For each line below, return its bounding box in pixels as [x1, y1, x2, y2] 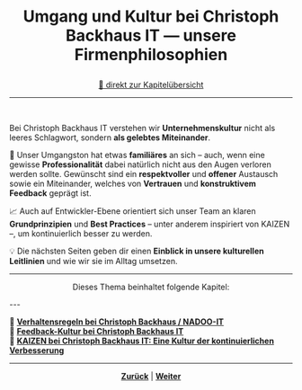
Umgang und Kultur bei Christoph [22, 6, 280, 27]
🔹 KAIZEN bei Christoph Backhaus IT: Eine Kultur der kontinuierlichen [9, 335, 274, 347]
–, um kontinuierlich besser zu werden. [9, 228, 153, 239]
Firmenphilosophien [74, 45, 228, 65]
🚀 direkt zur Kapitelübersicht [98, 79, 204, 91]
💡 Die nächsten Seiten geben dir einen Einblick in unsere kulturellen [9, 245, 264, 257]
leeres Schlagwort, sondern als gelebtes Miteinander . [9, 132, 211, 143]
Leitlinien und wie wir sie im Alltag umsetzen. [9, 256, 178, 267]
